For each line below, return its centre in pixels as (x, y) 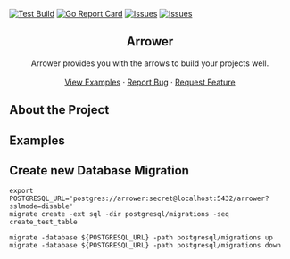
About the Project (59, 110)
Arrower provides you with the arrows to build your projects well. (150, 63)
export (21, 191)
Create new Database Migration (99, 170)
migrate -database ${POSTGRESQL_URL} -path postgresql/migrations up (141, 238)
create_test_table (43, 223)
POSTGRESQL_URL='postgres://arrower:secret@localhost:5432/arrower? (139, 199)
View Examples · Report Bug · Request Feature (150, 82)
